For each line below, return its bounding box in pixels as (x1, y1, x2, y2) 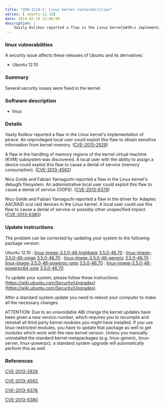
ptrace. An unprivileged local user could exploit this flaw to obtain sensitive (5, 137, 156, 143)
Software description (5, 97, 57, 104)
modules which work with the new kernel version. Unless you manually (5, 329, 148, 335)
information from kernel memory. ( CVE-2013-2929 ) (5, 142, 108, 148)
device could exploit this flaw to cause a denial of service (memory (5, 162, 140, 168)
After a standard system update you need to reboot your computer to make (5, 294, 156, 300)
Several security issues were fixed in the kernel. (5, 85, 102, 91)
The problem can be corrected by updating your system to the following (5, 235, 150, 241)
